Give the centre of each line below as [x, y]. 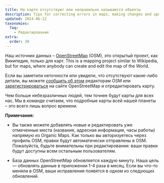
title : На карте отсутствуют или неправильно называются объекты [73, 10]
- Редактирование [31, 32]
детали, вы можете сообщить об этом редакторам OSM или [68, 80]
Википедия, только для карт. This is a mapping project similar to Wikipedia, [82, 61]
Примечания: [20, 115]
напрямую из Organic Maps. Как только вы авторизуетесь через [79, 135]
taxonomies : [17, 23]
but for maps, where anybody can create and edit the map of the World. [77, 66]
